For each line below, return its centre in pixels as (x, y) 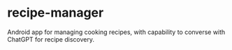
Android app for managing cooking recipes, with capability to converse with (116, 32)
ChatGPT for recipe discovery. (51, 39)
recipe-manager (56, 13)
